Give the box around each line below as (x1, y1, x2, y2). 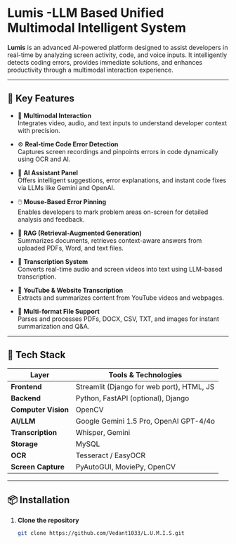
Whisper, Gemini (75, 427, 131, 437)
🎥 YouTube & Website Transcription (17, 286, 124, 294)
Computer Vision (11, 405, 69, 415)
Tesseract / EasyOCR (75, 450, 146, 460)
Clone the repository (17, 516, 79, 525)
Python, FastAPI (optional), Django (75, 393, 190, 403)
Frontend (11, 381, 42, 391)
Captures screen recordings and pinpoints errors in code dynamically (17, 147, 219, 156)
